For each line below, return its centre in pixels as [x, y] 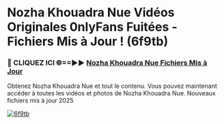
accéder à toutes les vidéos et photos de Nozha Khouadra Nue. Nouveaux [112, 93]
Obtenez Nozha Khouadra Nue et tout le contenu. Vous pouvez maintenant [112, 86]
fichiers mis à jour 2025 [40, 101]
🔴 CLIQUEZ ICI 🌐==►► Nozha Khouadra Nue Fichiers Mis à [107, 63]
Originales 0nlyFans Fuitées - [92, 27]
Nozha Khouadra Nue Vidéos [91, 13]
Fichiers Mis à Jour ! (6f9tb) [88, 42]
